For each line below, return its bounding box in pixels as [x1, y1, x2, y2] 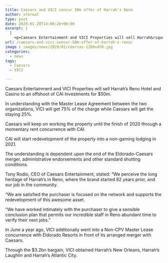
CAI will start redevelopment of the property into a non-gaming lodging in [5, 136, 156, 142]
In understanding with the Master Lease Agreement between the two [5, 101, 147, 106]
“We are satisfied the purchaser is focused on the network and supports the [5, 192, 161, 197]
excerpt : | [5, 26, 28, 31]
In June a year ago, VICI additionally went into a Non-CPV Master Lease [5, 227, 153, 233]
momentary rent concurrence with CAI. [5, 126, 86, 132]
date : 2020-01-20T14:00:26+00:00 [5, 21, 75, 26]
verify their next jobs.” [5, 217, 51, 223]
